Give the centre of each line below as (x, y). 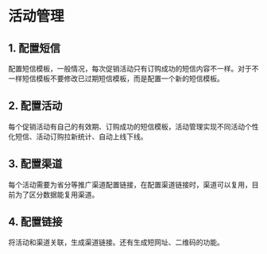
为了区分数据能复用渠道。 (57, 194)
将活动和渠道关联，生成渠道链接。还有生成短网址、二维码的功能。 (116, 242)
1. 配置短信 (35, 48)
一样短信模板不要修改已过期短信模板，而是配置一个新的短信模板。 (116, 79)
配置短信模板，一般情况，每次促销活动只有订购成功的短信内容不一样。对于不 (133, 69)
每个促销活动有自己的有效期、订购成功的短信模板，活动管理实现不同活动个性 (133, 126)
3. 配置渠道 (35, 164)
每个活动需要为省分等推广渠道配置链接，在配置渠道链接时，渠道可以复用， (130, 184)
